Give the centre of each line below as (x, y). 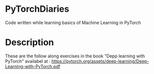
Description (30, 42)
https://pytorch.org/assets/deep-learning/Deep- (100, 61)
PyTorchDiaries (37, 9)
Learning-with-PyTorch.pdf (33, 66)
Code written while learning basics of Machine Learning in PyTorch (73, 23)
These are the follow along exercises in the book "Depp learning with (75, 56)
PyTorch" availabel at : (28, 61)
